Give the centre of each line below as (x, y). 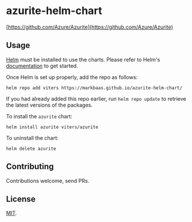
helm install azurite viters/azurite (52, 127)
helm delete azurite (31, 148)
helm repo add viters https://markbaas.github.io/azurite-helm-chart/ (94, 88)
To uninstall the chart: (32, 138)
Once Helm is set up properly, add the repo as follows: (72, 77)
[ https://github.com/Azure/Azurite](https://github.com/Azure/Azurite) (90, 27)
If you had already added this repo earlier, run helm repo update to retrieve (96, 98)
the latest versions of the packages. (49, 105)
